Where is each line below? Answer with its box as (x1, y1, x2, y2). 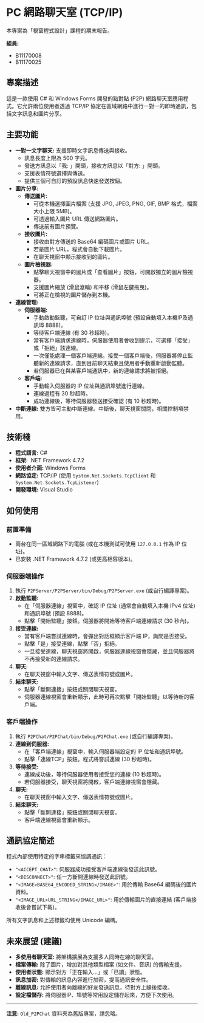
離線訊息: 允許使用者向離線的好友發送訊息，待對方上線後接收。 (15, 984, 173, 991)
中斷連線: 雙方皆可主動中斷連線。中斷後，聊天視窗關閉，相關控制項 (15, 405, 184, 412)
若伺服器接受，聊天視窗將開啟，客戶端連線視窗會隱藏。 (24, 778, 163, 785)
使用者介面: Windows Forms (15, 464, 86, 471)
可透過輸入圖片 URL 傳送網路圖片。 (33, 215, 121, 222)
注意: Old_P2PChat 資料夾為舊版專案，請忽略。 (6, 1010, 121, 1018)
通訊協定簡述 (6, 836, 55, 846)
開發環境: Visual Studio (15, 486, 73, 493)
